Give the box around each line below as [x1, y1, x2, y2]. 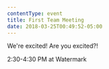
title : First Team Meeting [7, 17, 84, 23]
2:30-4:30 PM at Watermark [7, 55, 87, 63]
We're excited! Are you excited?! [7, 42, 99, 50]
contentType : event [7, 10, 63, 17]
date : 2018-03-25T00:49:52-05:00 [7, 23, 103, 30]
